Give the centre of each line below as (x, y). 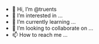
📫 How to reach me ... (40, 35)
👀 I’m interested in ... (37, 15)
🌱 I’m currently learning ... (44, 22)
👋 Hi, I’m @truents (34, 9)
